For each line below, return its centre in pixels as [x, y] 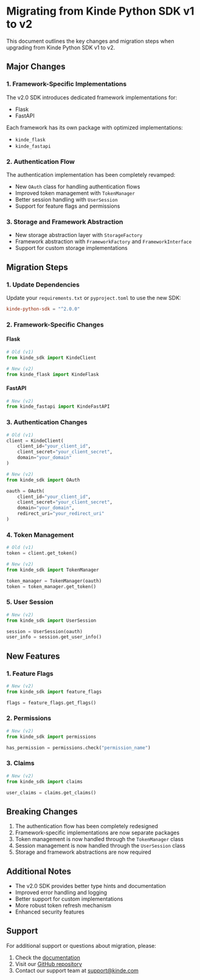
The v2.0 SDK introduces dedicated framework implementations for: [92, 97]
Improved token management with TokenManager [75, 193]
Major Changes [36, 67]
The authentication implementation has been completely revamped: [91, 174]
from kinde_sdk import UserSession [51, 620]
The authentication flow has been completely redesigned [86, 826]
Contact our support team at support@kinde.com [77, 970]
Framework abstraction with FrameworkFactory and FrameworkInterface [103, 241]
